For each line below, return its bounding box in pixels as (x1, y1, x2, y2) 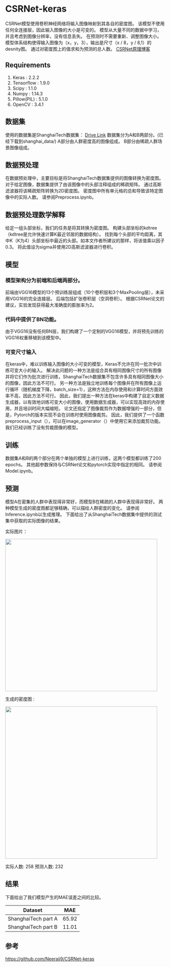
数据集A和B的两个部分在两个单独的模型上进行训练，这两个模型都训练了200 (5, 455, 162, 461)
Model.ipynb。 (5, 468, 36, 474)
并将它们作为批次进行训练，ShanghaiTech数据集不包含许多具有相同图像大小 (5, 374, 163, 380)
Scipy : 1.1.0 (12, 85, 37, 91)
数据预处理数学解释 (5, 210, 65, 219)
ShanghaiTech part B (8, 923, 58, 930)
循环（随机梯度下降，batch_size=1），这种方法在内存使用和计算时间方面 (9, 386, 159, 392)
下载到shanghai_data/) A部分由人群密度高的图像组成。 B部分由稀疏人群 (9, 138, 158, 144)
